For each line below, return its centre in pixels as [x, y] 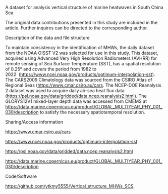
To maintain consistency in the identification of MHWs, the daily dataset [80, 47]
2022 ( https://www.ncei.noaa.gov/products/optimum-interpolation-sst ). [80, 74]
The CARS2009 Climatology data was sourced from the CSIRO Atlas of [79, 80]
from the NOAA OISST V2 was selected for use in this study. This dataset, [82, 53]
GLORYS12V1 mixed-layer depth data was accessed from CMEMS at [76, 101]
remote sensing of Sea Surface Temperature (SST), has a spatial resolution [83, 64]
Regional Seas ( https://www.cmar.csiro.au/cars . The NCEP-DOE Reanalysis [83, 85]
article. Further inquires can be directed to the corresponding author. [77, 28]
